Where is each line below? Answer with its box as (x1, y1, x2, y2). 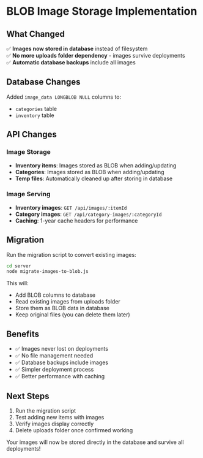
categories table (15, 105, 57, 112)
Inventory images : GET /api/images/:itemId (15, 204, 127, 211)
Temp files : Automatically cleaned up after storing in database (15, 175, 173, 182)
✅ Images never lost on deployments (15, 345, 109, 353)
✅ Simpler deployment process (15, 366, 94, 373)
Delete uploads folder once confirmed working (15, 426, 133, 433)
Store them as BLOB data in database (15, 305, 110, 312)
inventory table (15, 112, 54, 119)
